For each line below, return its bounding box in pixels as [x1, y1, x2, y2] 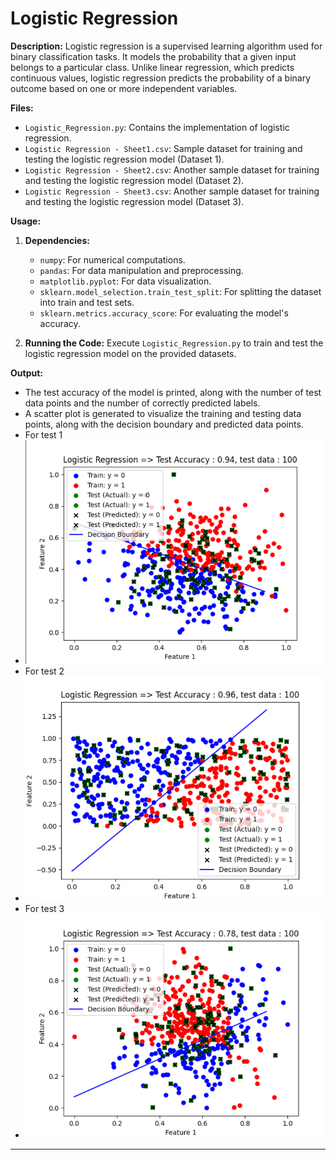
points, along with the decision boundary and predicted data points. [24, 418, 304, 430]
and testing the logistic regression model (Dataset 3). [24, 195, 245, 207]
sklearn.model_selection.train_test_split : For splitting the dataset [39, 285, 322, 297]
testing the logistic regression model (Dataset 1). [24, 153, 225, 165]
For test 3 [24, 902, 65, 914]
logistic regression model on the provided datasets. [24, 347, 237, 359]
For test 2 [24, 665, 65, 677]
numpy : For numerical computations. [39, 253, 186, 266]
